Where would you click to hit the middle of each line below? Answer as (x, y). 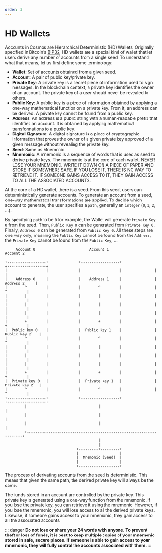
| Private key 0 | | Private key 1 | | (81, 381)
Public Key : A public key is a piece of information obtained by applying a (84, 103)
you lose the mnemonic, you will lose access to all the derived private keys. (80, 510)
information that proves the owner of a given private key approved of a (82, 139)
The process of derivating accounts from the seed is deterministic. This (76, 475)
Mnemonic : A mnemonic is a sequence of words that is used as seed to (84, 154)
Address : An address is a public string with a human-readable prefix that (85, 118)
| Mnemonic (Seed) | (99, 457)
